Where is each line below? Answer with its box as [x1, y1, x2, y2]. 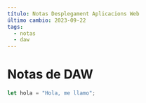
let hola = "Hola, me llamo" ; [7, 90, 96, 97]
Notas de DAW [7, 67, 93, 83]
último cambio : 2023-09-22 [7, 17, 86, 24]
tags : [7, 23, 23, 30]
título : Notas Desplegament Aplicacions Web [7, 10, 140, 18]
